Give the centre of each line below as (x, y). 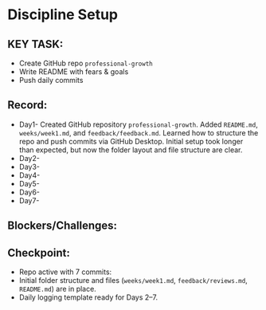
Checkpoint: (39, 253)
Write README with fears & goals (74, 72)
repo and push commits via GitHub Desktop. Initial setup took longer (131, 141)
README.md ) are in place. (57, 289)
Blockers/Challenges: (62, 226)
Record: (27, 105)
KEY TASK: (35, 44)
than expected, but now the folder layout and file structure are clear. (131, 150)
